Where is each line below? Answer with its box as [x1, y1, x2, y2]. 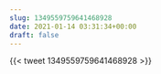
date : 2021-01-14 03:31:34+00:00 [9, 22, 137, 31]
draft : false [9, 30, 59, 39]
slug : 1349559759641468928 [9, 13, 113, 23]
